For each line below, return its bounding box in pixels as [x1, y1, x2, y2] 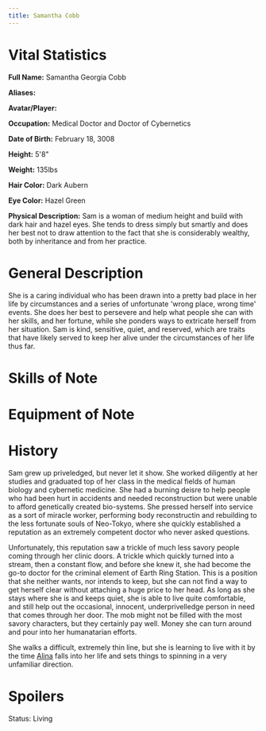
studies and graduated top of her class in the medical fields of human [8, 476, 236, 486]
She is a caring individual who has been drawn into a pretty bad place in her [8, 290, 256, 300]
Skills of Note [8, 369, 98, 387]
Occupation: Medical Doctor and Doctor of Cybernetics [8, 119, 191, 128]
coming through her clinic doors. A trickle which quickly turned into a [8, 550, 234, 561]
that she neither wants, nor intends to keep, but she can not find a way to [8, 576, 248, 585]
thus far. [8, 341, 36, 351]
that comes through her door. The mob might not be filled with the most [8, 610, 242, 620]
